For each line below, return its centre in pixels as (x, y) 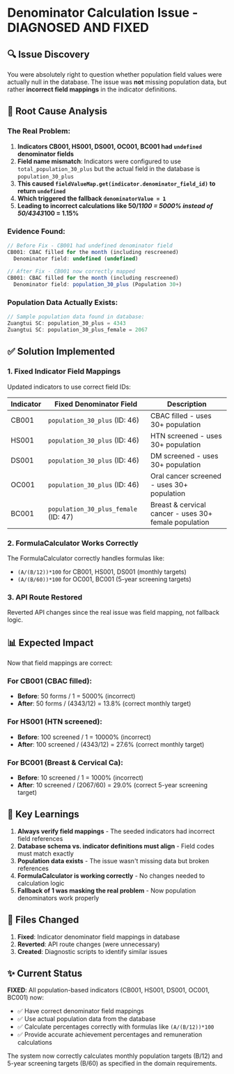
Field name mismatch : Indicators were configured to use (99, 161)
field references (40, 838)
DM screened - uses (185, 456)
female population (180, 522)
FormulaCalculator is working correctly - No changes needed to (111, 875)
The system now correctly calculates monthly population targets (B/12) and (115, 1056)
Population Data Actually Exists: (63, 303)
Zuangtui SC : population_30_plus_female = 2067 (78, 330)
